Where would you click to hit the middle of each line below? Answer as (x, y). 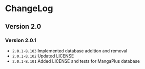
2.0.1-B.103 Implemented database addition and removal (70, 51)
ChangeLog (29, 9)
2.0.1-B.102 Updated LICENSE (43, 56)
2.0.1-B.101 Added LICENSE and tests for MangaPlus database (76, 61)
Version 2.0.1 (21, 40)
